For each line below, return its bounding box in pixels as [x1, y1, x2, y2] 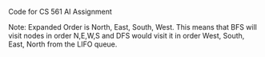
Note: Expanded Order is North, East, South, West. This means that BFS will [8, 22, 258, 31]
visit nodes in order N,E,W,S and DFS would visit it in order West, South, [8, 31, 245, 40]
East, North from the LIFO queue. [8, 39, 118, 49]
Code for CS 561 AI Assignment [8, 7, 112, 16]
